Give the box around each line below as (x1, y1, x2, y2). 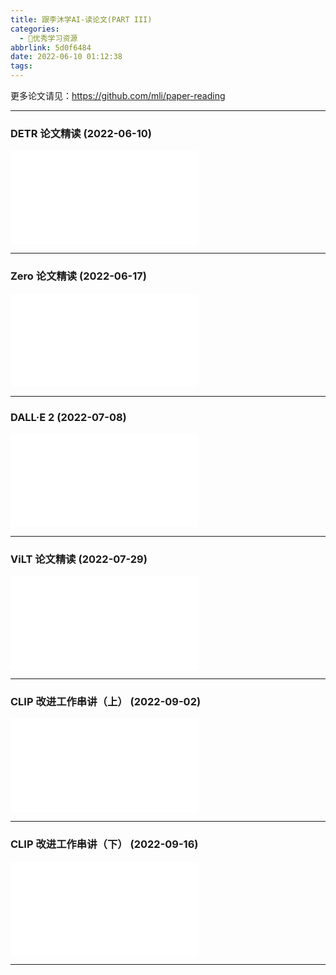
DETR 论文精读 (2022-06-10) (10, 126, 152, 140)
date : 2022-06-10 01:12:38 (10, 52, 123, 62)
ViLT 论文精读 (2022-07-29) (10, 552, 148, 566)
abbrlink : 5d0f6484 (10, 42, 92, 53)
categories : (10, 24, 60, 34)
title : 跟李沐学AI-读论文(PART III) (10, 14, 153, 25)
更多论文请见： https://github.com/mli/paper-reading (10, 90, 226, 101)
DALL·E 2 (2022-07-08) (10, 410, 127, 424)
